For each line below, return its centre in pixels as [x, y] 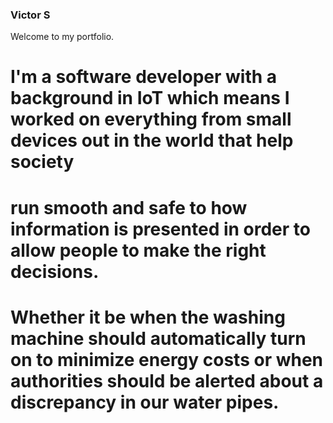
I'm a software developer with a [144, 77]
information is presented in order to [160, 229]
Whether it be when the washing [148, 317]
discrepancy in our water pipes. [145, 402]
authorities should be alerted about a [167, 380]
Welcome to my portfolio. [62, 37]
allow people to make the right [138, 250]
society [42, 162]
